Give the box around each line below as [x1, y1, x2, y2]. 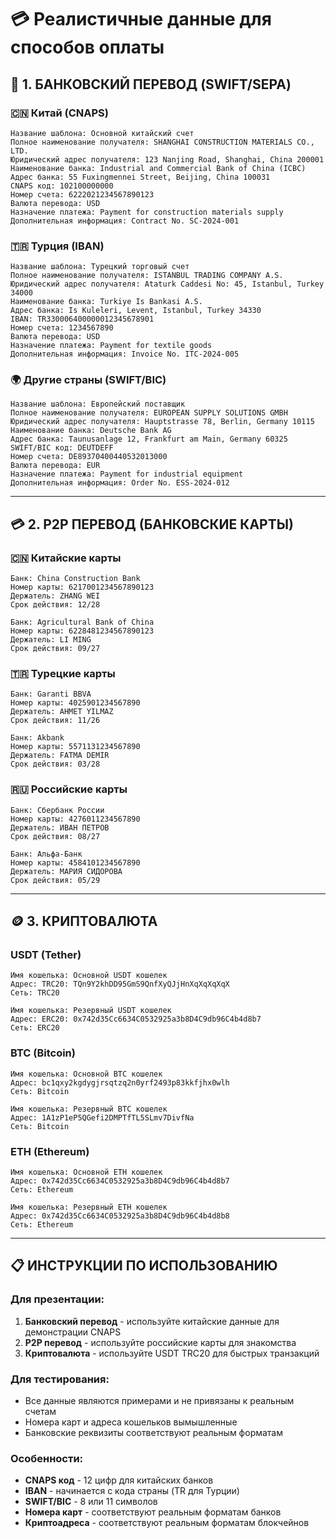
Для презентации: [10, 1292, 105, 1306]
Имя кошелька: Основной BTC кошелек [10, 1069, 163, 1079]
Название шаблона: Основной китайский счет [10, 128, 195, 138]
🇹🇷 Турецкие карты [10, 667, 116, 681]
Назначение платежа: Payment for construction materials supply [10, 207, 284, 217]
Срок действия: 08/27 [10, 831, 101, 841]
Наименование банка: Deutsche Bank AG [10, 426, 172, 436]
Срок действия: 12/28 [10, 600, 101, 610]
